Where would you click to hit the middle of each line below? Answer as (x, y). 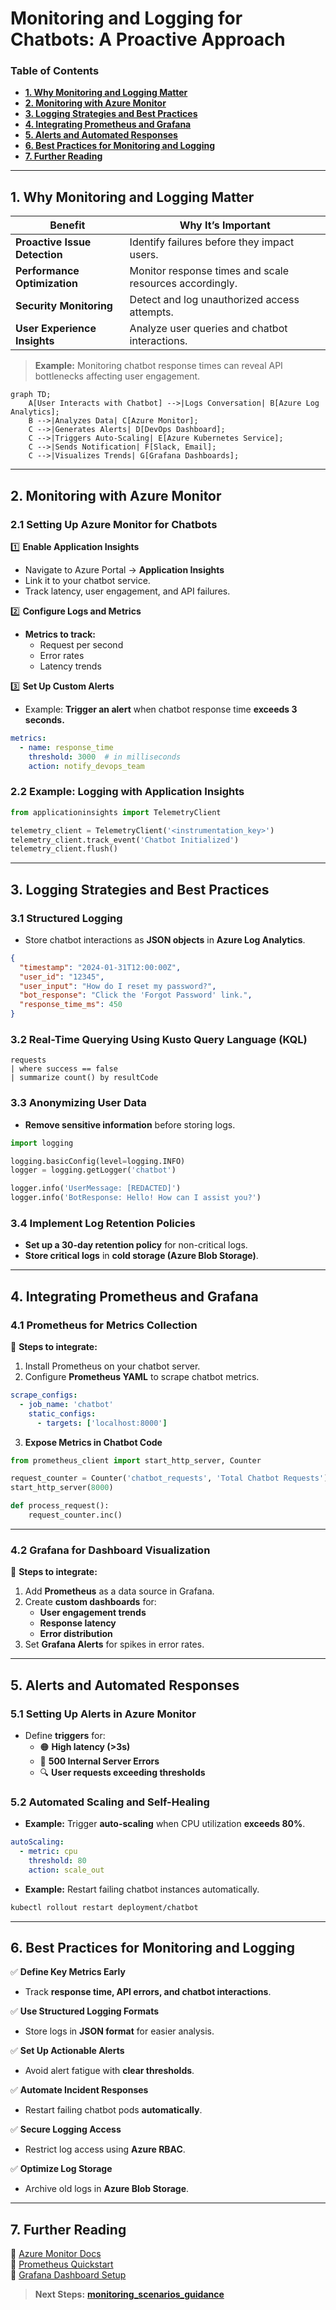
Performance (47, 271)
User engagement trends (93, 1613)
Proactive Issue (53, 242)
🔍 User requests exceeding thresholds (122, 1772)
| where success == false (64, 1069)
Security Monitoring (64, 306)
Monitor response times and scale (209, 271)
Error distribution (76, 1634)
